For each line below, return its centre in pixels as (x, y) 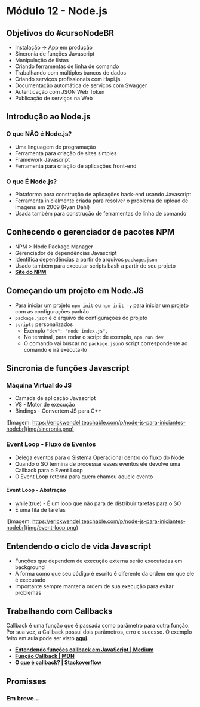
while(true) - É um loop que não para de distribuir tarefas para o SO (98, 503)
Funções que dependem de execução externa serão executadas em (99, 561)
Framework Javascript (42, 159)
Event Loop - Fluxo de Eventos (51, 444)
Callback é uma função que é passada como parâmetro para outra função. (98, 626)
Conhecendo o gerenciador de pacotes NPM (90, 232)
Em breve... (23, 698)
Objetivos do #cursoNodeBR (60, 33)
